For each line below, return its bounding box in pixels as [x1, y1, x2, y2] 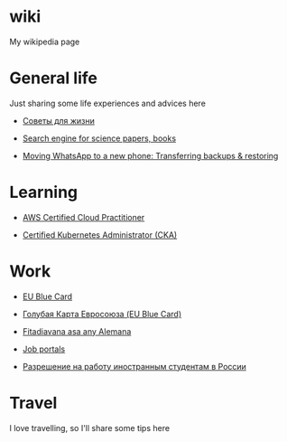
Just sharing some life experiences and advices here [9, 98, 206, 108]
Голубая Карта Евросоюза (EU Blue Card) [22, 308, 182, 319]
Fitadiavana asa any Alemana [22, 325, 132, 336]
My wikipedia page [9, 36, 80, 47]
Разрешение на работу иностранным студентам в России [22, 361, 246, 371]
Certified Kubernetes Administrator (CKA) [22, 229, 178, 240]
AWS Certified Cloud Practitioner [22, 212, 145, 222]
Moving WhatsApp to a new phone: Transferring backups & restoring [22, 150, 279, 161]
